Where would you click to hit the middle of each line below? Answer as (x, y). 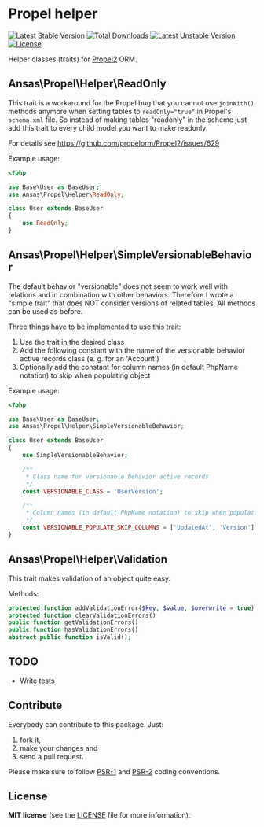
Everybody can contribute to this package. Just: (86, 724)
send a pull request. (51, 756)
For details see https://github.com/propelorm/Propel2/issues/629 (114, 143)
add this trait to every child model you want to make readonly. (108, 127)
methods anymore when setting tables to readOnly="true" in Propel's (120, 111)
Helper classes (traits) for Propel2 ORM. (73, 59)
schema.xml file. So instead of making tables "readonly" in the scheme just (128, 120)
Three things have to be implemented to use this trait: (95, 327)
